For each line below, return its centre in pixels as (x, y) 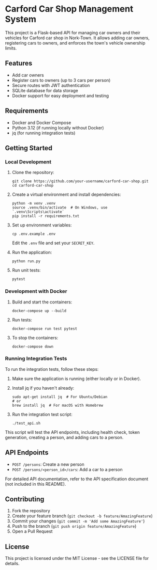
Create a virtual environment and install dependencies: (66, 194)
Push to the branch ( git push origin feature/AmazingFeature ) (74, 526)
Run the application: (32, 253)
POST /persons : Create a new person (48, 464)
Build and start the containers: (42, 302)
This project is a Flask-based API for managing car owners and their (73, 32)
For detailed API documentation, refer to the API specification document (77, 479)
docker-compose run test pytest (44, 329)
